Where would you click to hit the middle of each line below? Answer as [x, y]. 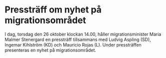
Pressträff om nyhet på [53, 10]
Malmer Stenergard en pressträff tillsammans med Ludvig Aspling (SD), [78, 39]
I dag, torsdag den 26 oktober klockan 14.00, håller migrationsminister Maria [83, 34]
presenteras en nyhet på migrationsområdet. [51, 50]
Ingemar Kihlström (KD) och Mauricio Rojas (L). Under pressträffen [73, 44]
